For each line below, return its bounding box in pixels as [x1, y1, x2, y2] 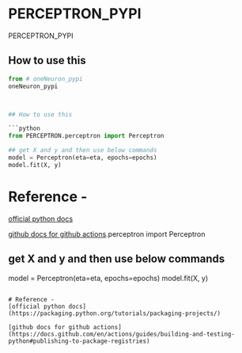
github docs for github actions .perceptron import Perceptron [8, 229, 206, 238]
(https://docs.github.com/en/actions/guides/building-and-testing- [8, 330, 236, 338]
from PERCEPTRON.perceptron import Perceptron [8, 132, 164, 140]
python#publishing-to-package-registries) [8, 337, 150, 345]
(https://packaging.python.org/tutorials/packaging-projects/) [8, 309, 221, 317]
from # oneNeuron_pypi [8, 74, 83, 83]
